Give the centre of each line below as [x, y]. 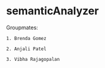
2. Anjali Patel [26, 49]
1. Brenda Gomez [26, 38]
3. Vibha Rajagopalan [33, 59]
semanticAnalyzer [52, 11]
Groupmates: [22, 27]
